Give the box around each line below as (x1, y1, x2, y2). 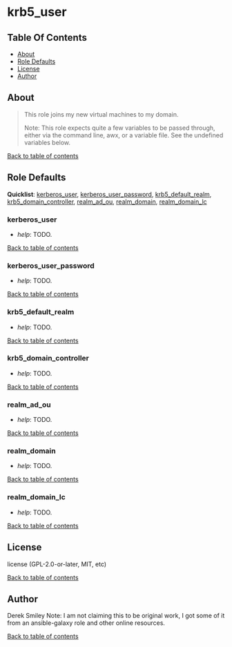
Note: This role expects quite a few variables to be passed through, (23, 124, 215, 132)
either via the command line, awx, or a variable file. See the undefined (23, 131, 224, 139)
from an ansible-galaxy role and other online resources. (7, 619, 166, 627)
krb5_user (7, 4, 67, 20)
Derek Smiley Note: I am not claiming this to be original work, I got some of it (7, 612, 225, 620)
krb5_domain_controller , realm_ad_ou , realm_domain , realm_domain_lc (7, 197, 207, 206)
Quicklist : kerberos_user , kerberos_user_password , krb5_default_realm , (7, 190, 212, 198)
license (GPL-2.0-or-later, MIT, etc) (7, 560, 107, 568)
